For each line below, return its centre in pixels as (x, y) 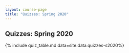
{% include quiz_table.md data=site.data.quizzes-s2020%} (65, 45)
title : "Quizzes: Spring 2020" (37, 14)
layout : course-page (26, 9)
